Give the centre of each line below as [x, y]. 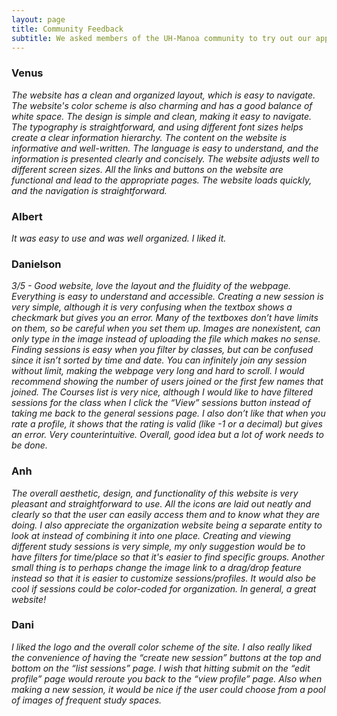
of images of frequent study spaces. [87, 700]
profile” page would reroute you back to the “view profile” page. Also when [167, 678]
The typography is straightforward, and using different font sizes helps [157, 127]
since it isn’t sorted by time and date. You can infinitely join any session [159, 360]
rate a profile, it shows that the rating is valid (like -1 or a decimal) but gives [167, 424]
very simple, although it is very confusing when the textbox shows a [152, 307]
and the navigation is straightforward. [89, 190]
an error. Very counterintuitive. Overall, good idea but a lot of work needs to [167, 435]
